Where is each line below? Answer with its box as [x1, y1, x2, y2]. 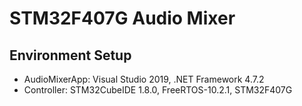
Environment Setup [9, 47, 132, 64]
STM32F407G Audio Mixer [9, 7, 236, 30]
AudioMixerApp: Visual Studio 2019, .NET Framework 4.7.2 [23, 73, 265, 85]
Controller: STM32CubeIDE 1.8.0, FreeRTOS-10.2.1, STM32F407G [23, 84, 293, 96]
